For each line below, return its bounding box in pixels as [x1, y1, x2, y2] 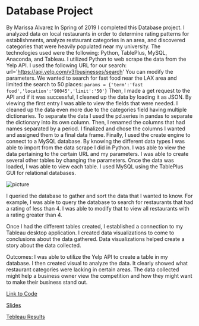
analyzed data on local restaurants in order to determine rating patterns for [6, 30, 189, 37]
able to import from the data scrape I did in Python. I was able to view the [6, 144, 186, 151]
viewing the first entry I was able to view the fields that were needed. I [6, 99, 178, 106]
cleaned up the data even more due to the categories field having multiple [6, 106, 187, 113]
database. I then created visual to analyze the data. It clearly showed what [6, 259, 188, 267]
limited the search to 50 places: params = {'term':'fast [6, 80, 144, 87]
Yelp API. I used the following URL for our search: [6, 61, 127, 69]
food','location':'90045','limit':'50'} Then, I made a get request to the [6, 87, 191, 94]
